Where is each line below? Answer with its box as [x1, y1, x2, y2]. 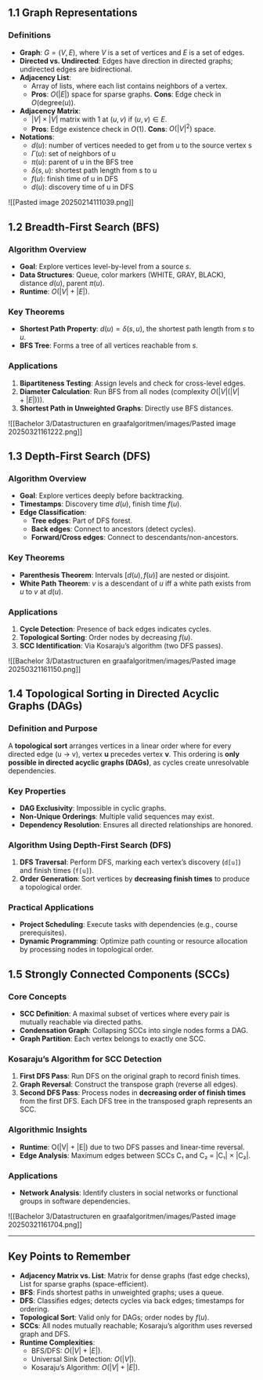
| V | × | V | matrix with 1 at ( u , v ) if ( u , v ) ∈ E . [31, 114, 168, 124]
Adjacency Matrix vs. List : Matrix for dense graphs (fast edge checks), [19, 1271, 250, 1280]
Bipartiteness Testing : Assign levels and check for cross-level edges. [19, 378, 246, 388]
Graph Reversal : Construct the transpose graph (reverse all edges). [19, 1079, 239, 1090]
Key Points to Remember [8, 1250, 131, 1263]
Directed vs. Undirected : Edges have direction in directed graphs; [19, 56, 233, 65]
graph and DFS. [19, 1329, 70, 1338]
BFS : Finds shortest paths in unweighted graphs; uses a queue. [19, 1287, 225, 1297]
